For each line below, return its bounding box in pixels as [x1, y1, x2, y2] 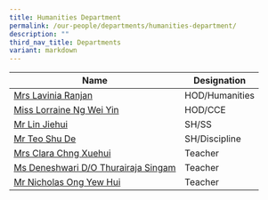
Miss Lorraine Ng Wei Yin [13, 104, 119, 116]
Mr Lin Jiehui [13, 118, 69, 131]
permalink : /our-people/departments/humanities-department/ [9, 21, 238, 30]
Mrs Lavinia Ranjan [13, 90, 93, 102]
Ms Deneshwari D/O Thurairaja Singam [13, 162, 176, 174]
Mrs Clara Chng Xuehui [13, 148, 111, 160]
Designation [192, 75, 247, 87]
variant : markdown [9, 46, 77, 55]
